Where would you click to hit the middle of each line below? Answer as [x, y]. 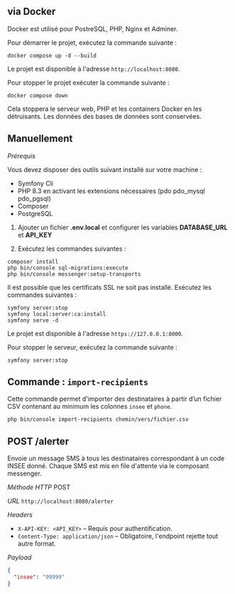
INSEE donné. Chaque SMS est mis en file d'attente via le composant [108, 466]
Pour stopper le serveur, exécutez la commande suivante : [92, 347]
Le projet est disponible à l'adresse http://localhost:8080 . [94, 69]
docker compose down [38, 95]
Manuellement [40, 139]
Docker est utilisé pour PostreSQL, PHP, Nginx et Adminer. [93, 28]
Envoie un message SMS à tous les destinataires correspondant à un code [116, 458]
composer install [33, 261]
